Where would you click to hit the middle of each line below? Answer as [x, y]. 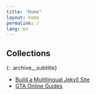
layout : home [23, 18]
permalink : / [23, 23]
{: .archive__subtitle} [32, 68]
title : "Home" [24, 12]
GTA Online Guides [39, 86]
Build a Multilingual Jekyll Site [52, 80]
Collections [28, 53]
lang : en [17, 29]
